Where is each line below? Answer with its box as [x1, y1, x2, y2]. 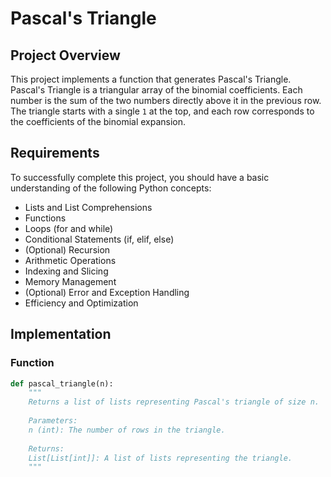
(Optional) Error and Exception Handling [24, 286, 190, 298]
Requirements [10, 145, 100, 162]
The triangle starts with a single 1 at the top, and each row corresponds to [10, 105, 315, 117]
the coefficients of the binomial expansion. [10, 116, 187, 127]
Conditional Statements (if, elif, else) [24, 233, 175, 245]
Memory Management [24, 275, 117, 287]
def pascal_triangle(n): [10, 378, 114, 389]
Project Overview [10, 47, 121, 64]
